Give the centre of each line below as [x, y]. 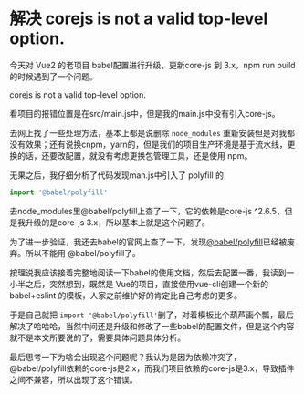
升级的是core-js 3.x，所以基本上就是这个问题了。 [117, 222]
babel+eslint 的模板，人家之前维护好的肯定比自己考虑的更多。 [126, 295]
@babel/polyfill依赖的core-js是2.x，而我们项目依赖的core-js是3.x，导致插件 [152, 368]
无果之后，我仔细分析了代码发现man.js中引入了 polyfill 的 [116, 175]
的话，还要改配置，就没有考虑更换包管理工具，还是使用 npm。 [135, 155]
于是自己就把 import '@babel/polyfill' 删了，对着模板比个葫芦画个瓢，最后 [152, 315]
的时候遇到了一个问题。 [53, 76]
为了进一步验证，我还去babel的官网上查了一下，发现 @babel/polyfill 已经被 [148, 242]
